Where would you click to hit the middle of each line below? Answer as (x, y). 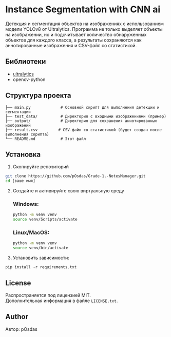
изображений (18, 125)
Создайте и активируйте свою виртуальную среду (68, 191)
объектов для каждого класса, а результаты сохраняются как (74, 40)
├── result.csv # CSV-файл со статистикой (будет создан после (83, 130)
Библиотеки (26, 62)
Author (17, 317)
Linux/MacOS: (31, 233)
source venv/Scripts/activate (45, 220)
